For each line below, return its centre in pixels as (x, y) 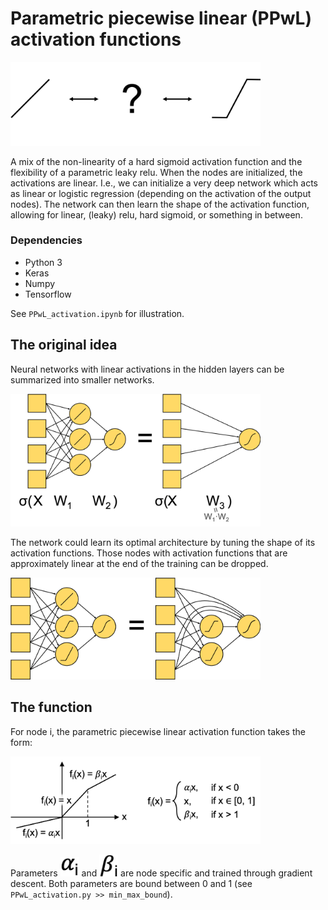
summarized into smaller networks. (82, 379)
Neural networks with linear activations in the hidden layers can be (147, 369)
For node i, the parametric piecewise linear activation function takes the (158, 731)
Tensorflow (48, 294)
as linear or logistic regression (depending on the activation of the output (161, 193)
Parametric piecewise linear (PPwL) (161, 18)
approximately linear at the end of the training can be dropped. (139, 564)
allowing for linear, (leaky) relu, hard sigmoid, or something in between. (156, 214)
